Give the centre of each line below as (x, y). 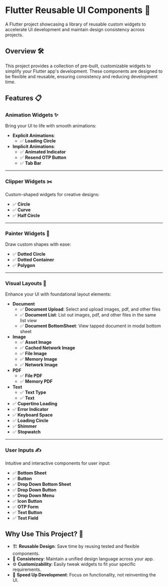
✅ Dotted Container (33, 260)
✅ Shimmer (24, 426)
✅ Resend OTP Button (43, 158)
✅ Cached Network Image (47, 348)
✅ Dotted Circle (29, 254)
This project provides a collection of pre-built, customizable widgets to (78, 66)
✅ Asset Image (36, 342)
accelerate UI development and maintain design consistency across (75, 29)
